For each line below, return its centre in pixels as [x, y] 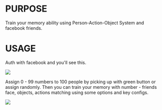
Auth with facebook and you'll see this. [46, 62]
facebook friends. [24, 28]
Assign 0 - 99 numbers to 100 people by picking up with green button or [80, 82]
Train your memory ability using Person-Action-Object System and [75, 23]
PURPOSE [26, 9]
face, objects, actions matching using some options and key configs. [77, 92]
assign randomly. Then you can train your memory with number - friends [81, 87]
